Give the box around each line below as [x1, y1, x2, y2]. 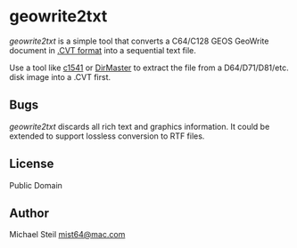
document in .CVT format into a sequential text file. [9, 44, 196, 55]
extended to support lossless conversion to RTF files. [9, 131, 205, 141]
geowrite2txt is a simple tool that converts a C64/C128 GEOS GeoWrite [9, 36, 269, 46]
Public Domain [9, 180, 62, 190]
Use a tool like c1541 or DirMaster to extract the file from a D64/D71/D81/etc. [9, 62, 289, 73]
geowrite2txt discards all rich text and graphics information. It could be [9, 121, 270, 132]
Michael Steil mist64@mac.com [9, 229, 126, 240]
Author [9, 205, 49, 220]
